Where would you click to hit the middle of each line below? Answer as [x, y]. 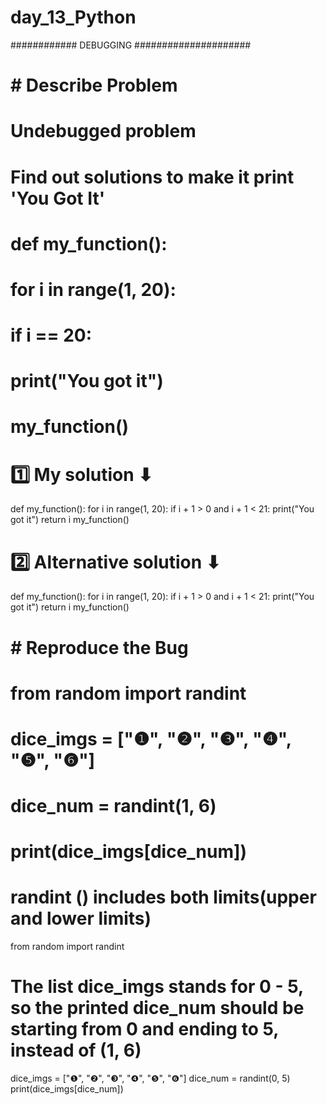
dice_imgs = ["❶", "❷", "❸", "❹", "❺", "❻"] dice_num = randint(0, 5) [150, 1078]
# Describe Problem [94, 85]
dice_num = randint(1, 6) [113, 806]
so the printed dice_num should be [157, 1008]
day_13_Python [73, 17]
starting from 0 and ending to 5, [144, 1029]
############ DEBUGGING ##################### [131, 45]
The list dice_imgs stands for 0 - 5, [157, 987]
